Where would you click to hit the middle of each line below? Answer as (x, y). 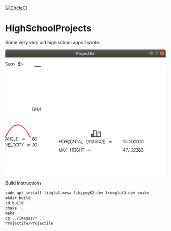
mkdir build (18, 198)
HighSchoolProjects (48, 28)
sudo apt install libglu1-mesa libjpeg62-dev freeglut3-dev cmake (77, 193)
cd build (15, 203)
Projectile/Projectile (29, 223)
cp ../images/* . (24, 218)
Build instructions (23, 183)
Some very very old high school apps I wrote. (53, 42)
